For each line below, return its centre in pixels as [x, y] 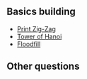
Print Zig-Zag [36, 28]
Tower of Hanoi [39, 36]
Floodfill [29, 44]
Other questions [43, 67]
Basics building [41, 12]
